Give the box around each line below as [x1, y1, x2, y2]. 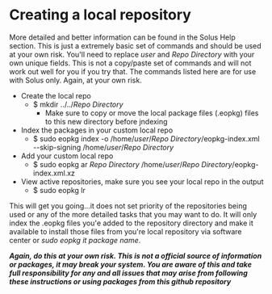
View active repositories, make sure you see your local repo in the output [20, 176, 264, 187]
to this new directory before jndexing [44, 116, 168, 126]
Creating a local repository [9, 6, 192, 24]
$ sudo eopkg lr [32, 185, 86, 195]
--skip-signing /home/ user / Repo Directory [32, 142, 174, 152]
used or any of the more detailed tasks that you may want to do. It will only [9, 209, 257, 219]
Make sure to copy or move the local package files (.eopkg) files [44, 107, 259, 118]
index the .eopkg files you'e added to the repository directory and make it [9, 218, 253, 228]
